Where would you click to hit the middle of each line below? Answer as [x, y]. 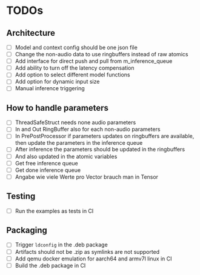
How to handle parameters [58, 108]
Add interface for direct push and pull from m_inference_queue [94, 61]
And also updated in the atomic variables [66, 156]
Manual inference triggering [50, 88]
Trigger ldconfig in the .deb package [61, 245]
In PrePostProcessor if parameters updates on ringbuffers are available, [105, 136]
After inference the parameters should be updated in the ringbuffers [100, 150]
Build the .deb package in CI [50, 265]
